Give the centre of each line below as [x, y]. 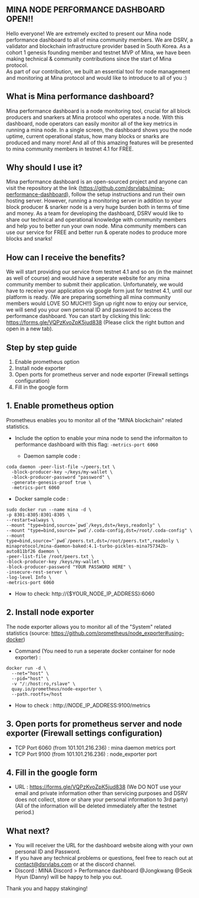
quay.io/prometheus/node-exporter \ [57, 689]
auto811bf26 [21, 551]
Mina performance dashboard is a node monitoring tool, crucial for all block [99, 111]
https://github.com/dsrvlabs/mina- [122, 188]
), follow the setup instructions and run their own [126, 194]
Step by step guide [42, 347]
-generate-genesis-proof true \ [52, 482]
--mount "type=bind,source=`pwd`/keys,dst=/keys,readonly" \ [83, 525]
